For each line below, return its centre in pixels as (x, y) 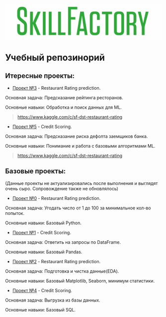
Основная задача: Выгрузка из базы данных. (53, 300)
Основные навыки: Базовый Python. (43, 223)
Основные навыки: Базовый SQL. (41, 310)
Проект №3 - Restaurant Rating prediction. (56, 88)
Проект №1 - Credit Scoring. (41, 232)
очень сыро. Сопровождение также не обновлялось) (62, 188)
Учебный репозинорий (55, 58)
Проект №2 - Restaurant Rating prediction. (56, 261)
